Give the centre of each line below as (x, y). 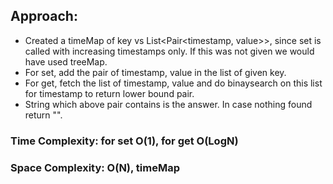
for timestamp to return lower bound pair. (109, 93)
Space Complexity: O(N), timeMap (95, 167)
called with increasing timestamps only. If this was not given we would (169, 51)
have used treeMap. (66, 61)
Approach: (44, 16)
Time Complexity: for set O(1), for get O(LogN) (124, 141)
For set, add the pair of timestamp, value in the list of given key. (155, 72)
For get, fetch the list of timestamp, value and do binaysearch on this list (173, 83)
